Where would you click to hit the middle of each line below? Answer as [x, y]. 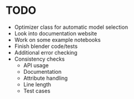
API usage [36, 65]
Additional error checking [46, 52]
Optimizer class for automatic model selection [71, 27]
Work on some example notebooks [57, 40]
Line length [37, 84]
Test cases [37, 91]
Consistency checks [39, 59]
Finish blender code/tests [46, 46]
